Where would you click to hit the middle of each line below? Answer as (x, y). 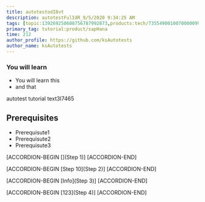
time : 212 (19, 35)
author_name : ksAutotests (39, 46)
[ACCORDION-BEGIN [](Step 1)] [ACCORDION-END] (72, 157)
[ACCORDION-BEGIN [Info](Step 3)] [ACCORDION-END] (77, 181)
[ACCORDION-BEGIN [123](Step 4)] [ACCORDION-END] (77, 192)
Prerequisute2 (33, 139)
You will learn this (37, 80)
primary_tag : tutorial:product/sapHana (57, 29)
